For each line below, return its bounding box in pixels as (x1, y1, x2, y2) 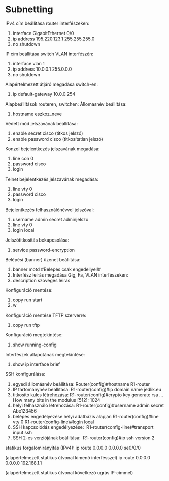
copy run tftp (12, 322, 40, 328)
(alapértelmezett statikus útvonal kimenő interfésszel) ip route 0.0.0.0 (5, 454, 151, 460)
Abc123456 (12, 407, 37, 414)
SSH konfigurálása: (5, 371, 46, 377)
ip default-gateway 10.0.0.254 (12, 91, 75, 97)
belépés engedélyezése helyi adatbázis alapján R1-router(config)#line (12, 413, 159, 419)
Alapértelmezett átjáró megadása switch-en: (5, 81, 98, 87)
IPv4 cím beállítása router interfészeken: (5, 20, 90, 26)
